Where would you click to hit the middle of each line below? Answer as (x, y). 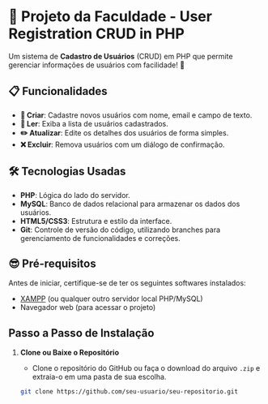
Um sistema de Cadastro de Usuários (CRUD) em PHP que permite (121, 56)
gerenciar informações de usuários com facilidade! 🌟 (96, 65)
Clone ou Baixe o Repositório (70, 353)
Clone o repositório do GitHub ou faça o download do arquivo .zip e (146, 368)
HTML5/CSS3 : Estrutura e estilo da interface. (96, 221)
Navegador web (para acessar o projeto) (88, 307)
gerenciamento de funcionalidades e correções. (100, 238)
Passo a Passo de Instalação (81, 333)
